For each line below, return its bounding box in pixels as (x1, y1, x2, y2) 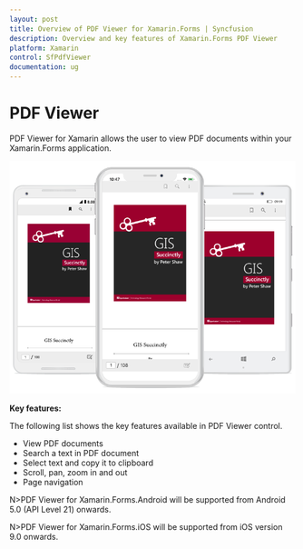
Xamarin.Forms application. (9, 142, 112, 154)
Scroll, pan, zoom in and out (22, 467, 128, 478)
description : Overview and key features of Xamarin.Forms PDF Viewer (9, 34, 279, 43)
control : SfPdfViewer (9, 53, 92, 63)
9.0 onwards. (9, 532, 59, 543)
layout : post (9, 15, 59, 24)
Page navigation (22, 477, 83, 488)
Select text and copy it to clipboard (22, 457, 154, 468)
